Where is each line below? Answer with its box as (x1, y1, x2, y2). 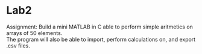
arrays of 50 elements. (6, 29, 63, 36)
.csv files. (6, 42, 30, 49)
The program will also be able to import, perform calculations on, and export (6, 36, 196, 43)
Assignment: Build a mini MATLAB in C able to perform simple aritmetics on (6, 23, 193, 30)
